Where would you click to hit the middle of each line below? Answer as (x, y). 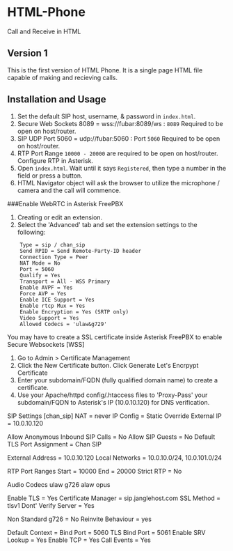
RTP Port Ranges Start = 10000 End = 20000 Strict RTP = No (95, 471)
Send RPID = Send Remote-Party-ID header (80, 251)
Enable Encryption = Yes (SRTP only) (74, 312)
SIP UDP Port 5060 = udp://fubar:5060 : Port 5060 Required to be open (119, 138)
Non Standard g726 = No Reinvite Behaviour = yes (79, 519)
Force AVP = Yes (43, 293)
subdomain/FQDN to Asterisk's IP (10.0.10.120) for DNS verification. (113, 402)
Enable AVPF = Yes (46, 287)
